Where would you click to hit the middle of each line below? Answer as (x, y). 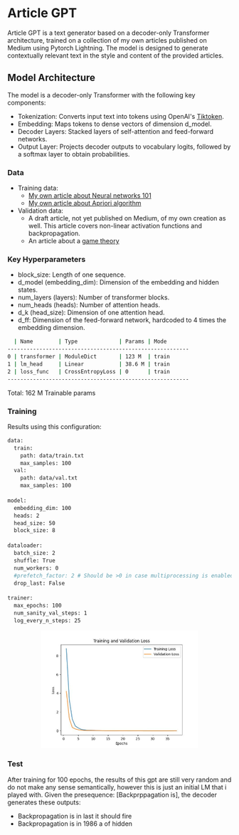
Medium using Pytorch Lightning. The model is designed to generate (108, 48)
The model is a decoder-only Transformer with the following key (101, 95)
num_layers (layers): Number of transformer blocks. (94, 297)
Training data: (38, 188)
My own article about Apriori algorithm (85, 203)
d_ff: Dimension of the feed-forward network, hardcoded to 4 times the (122, 320)
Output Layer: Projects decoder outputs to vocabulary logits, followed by (124, 147)
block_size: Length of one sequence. (71, 275)
